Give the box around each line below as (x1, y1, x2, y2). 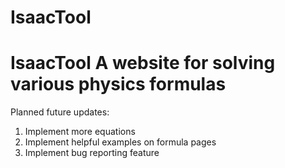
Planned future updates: (10, 106, 110, 118)
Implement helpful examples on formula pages (24, 136, 217, 148)
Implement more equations (24, 126, 136, 138)
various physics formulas (10, 73, 227, 96)
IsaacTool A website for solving (10, 52, 276, 75)
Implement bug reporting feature (24, 147, 160, 159)
